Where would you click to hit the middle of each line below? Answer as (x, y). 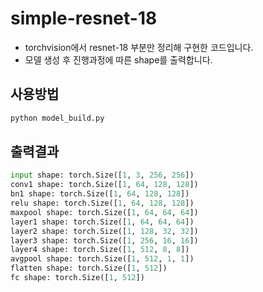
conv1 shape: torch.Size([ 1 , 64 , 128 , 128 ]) (104, 185)
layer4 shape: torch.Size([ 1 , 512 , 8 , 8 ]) (100, 250)
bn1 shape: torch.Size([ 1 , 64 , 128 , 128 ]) (100, 194)
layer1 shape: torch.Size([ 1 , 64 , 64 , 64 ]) (102, 222)
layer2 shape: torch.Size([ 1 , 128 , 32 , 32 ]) (104, 231)
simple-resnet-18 (84, 18)
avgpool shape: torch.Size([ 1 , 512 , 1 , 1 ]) (102, 259)
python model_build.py (57, 118)
